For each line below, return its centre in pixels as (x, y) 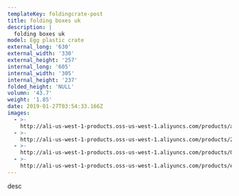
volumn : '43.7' (30, 93)
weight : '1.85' (30, 100)
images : (19, 113)
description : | (30, 27)
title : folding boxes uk (44, 21)
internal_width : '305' (41, 73)
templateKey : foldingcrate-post (55, 14)
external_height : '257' (43, 60)
